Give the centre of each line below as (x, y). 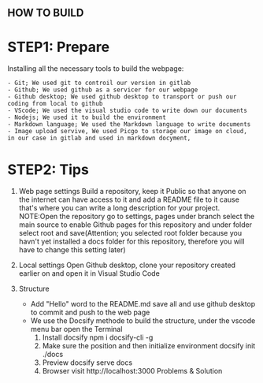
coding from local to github (55, 104)
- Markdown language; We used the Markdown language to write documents (129, 125)
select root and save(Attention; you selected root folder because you (130, 233)
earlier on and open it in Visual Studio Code (89, 273)
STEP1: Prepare (59, 47)
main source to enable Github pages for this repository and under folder (135, 225)
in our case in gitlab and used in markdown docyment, (99, 138)
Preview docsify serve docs (87, 363)
